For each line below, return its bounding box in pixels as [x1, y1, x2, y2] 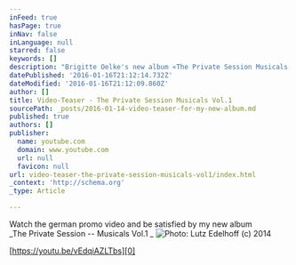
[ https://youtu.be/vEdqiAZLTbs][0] [9, 245, 136, 256]
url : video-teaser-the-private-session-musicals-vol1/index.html [9, 170, 256, 179]
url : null [17, 153, 53, 163]
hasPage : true [9, 21, 62, 30]
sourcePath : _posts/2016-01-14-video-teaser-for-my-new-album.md [9, 104, 256, 113]
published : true [9, 112, 69, 121]
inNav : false [9, 29, 58, 38]
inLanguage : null [9, 37, 74, 47]
